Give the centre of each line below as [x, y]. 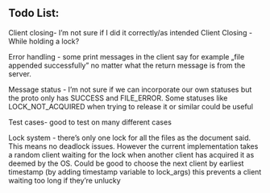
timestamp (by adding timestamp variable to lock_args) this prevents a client [135, 171]
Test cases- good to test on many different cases [90, 122]
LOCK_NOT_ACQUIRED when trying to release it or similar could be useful [131, 106]
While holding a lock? [44, 41]
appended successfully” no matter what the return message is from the [127, 65]
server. [20, 74]
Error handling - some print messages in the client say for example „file [127, 56]
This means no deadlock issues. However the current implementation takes [133, 146]
